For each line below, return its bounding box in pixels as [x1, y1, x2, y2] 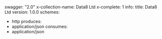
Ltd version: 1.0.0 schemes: [4, 9, 60, 15]
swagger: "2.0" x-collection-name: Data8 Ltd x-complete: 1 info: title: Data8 [4, 4, 158, 10]
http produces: [11, 19, 42, 24]
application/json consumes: [11, 24, 68, 29]
